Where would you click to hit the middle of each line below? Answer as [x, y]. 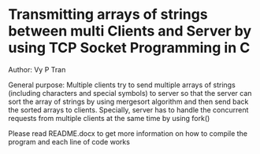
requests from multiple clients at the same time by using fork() [109, 118]
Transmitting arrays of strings [108, 15]
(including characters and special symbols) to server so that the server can [130, 93]
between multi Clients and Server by [130, 31]
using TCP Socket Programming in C [129, 48]
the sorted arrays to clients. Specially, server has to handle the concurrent [128, 110]
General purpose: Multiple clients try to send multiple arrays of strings [122, 85]
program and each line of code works [69, 141]
